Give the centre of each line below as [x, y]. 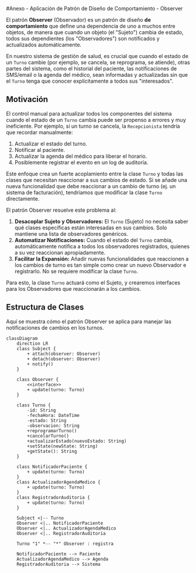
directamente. [23, 198]
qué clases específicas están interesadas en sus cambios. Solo [91, 228]
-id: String [42, 410]
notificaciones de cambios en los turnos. [55, 327]
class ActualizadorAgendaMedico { [59, 482]
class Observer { [38, 379]
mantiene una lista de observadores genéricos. [71, 233]
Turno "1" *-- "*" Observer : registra [65, 544]
